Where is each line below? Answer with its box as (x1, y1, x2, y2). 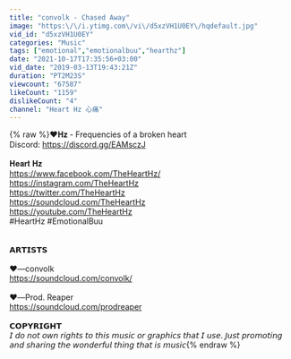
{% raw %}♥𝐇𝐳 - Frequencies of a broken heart (9, 129, 187, 140)
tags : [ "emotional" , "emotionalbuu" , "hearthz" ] (9, 47, 186, 56)
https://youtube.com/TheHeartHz (9, 207, 133, 218)
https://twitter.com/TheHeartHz (9, 187, 125, 198)
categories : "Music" (9, 38, 87, 47)
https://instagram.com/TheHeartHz (9, 178, 140, 189)
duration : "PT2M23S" (9, 72, 87, 81)
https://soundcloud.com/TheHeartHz (9, 197, 146, 208)
